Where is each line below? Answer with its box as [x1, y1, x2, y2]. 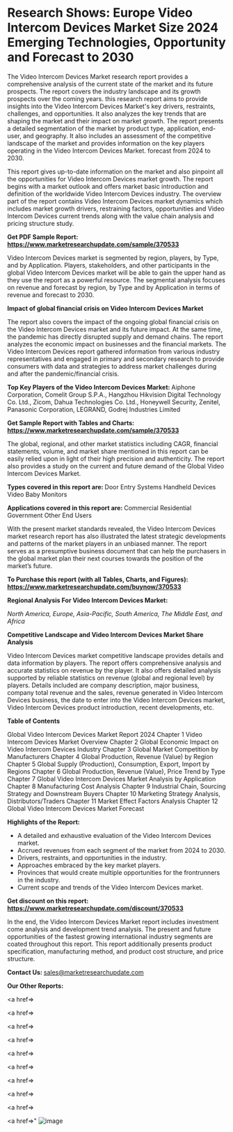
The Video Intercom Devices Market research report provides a [7, 72, 188, 81]
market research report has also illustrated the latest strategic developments [7, 532, 226, 540]
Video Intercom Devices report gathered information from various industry [7, 347, 220, 355]
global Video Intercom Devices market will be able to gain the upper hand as [7, 268, 226, 277]
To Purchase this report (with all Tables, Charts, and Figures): [7, 575, 188, 583]
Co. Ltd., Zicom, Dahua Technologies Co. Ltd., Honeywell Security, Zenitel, [7, 397, 220, 406]
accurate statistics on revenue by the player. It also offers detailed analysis [7, 666, 221, 674]
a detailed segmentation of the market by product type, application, [7, 124, 200, 132]
